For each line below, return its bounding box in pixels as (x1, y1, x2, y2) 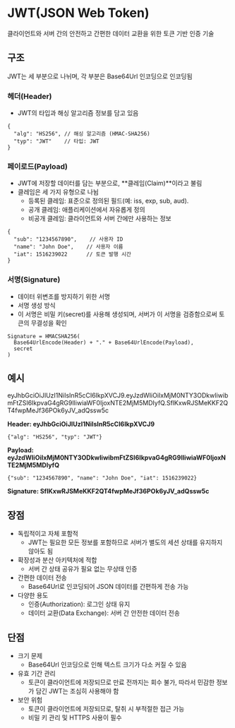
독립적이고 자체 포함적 (17, 530, 79, 538)
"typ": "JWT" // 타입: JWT (13, 138, 100, 145)
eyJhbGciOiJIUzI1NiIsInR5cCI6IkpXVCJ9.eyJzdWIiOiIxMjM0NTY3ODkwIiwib (7, 391, 229, 400)
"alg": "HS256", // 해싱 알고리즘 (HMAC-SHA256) (13, 131, 150, 138)
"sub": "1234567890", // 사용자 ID (13, 236, 123, 243)
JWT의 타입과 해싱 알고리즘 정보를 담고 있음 (17, 109, 139, 117)
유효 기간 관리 (17, 669, 56, 678)
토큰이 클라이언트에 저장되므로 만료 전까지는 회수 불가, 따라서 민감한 (28, 678, 215, 686)
